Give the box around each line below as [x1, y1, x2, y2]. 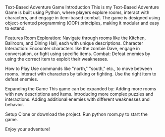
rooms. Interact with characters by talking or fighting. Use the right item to [5, 71, 157, 76]
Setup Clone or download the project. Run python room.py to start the [5, 111, 148, 117]
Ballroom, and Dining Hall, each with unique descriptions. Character [5, 40, 144, 46]
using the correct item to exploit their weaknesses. [5, 56, 109, 62]
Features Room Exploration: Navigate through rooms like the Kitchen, [5, 35, 146, 41]
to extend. [5, 25, 26, 31]
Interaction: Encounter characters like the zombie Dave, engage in [5, 46, 140, 51]
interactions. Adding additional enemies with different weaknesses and [5, 96, 150, 102]
